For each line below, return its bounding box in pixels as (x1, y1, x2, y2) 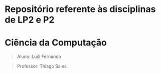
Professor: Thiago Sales (17, 63, 67, 69)
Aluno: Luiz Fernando (17, 53, 61, 59)
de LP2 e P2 (5, 14, 55, 25)
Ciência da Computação (5, 37, 107, 48)
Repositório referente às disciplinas (5, 3, 156, 15)
